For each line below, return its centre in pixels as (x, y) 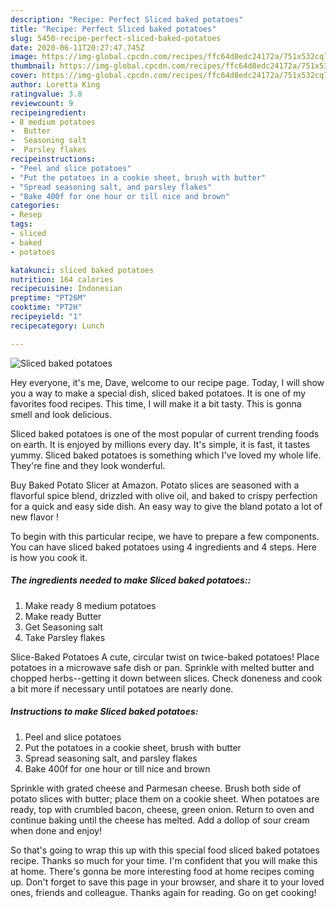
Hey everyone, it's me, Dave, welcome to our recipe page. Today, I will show (167, 382)
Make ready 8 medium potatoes (90, 605)
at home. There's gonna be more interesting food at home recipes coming (162, 871)
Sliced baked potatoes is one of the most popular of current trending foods (165, 433)
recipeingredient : (48, 112)
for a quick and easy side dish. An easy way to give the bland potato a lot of (166, 506)
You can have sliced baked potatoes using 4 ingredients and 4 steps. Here (163, 547)
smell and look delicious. (61, 414)
